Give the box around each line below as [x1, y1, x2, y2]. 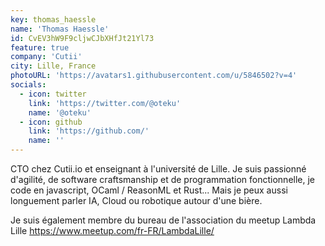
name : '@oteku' [28, 107, 92, 118]
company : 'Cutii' [10, 52, 83, 62]
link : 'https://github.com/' [28, 126, 150, 136]
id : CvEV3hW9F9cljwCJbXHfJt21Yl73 [10, 33, 155, 43]
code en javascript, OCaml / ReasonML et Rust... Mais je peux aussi [10, 184, 288, 196]
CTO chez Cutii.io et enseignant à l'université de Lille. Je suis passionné [10, 163, 307, 175]
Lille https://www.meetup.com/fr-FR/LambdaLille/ [10, 225, 215, 236]
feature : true [10, 42, 70, 53]
